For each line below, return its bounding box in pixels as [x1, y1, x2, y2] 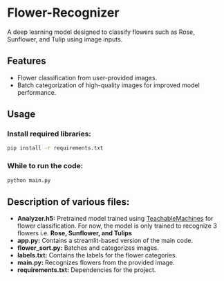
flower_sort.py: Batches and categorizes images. [17, 244, 159, 252]
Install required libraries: [7, 129, 92, 139]
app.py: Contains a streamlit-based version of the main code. [17, 237, 194, 245]
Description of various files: [7, 196, 130, 208]
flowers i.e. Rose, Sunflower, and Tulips [17, 229, 133, 237]
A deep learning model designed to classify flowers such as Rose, [7, 28, 195, 36]
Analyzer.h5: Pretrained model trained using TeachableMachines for [17, 215, 214, 223]
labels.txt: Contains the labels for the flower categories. [17, 251, 178, 260]
